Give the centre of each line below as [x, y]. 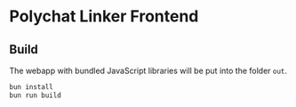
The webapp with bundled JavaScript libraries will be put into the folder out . [148, 70]
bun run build [36, 95]
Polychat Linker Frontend [104, 16]
